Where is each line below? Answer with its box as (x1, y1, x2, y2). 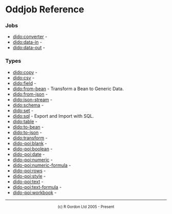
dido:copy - (12, 69, 37, 75)
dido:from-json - (12, 91, 48, 97)
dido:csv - (12, 75, 35, 81)
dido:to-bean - (12, 123, 44, 130)
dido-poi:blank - (12, 140, 47, 146)
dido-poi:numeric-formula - (12, 162, 71, 168)
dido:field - (12, 80, 36, 86)
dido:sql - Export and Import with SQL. (12, 113, 94, 119)
